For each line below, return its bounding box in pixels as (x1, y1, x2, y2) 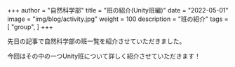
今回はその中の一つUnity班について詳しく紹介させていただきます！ (7, 52, 201, 60)
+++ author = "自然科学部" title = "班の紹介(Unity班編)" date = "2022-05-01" (7, 6, 229, 14)
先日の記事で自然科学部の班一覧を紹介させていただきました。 (7, 37, 186, 45)
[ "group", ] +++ (7, 23, 54, 31)
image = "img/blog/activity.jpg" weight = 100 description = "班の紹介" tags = (7, 15, 229, 23)
